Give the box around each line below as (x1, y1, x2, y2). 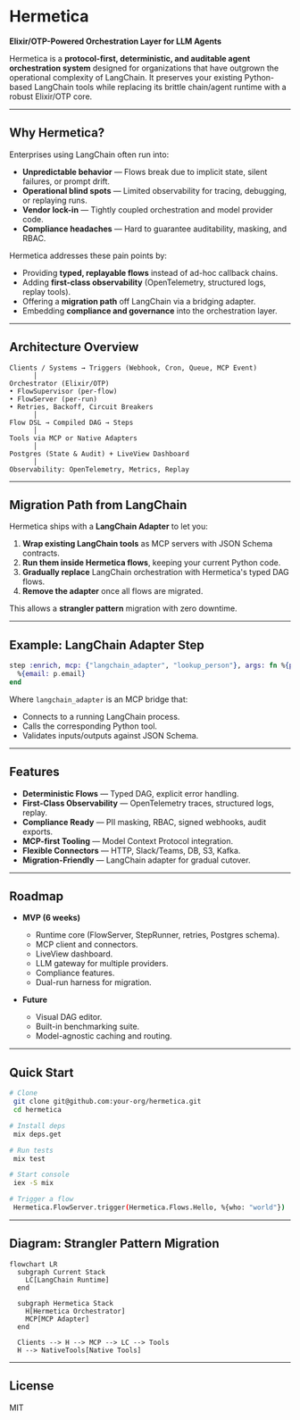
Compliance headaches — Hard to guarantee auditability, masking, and (21, 223, 287, 234)
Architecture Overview (9, 339, 139, 355)
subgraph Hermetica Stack (17, 1299, 114, 1307)
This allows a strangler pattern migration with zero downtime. (9, 603, 238, 614)
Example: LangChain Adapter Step (9, 637, 204, 653)
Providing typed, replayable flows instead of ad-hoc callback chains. (21, 267, 279, 278)
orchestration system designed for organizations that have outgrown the (9, 63, 279, 73)
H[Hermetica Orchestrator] (25, 1307, 126, 1316)
